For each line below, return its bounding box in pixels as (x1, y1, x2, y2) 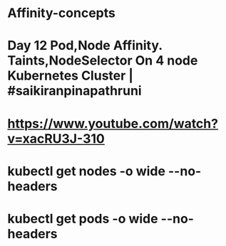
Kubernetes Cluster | (7, 68, 134, 84)
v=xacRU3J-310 (7, 130, 105, 146)
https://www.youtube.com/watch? (7, 115, 219, 132)
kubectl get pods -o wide (7, 210, 158, 227)
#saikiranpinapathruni (7, 83, 142, 99)
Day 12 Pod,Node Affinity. (7, 38, 163, 54)
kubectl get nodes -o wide (7, 163, 166, 179)
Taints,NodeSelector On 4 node (7, 53, 198, 69)
